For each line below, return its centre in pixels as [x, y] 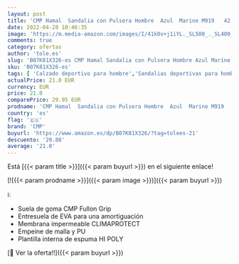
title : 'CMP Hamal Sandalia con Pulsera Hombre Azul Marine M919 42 [119, 21]
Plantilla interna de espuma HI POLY [70, 239]
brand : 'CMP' [27, 126]
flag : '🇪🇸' [25, 120]
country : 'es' [28, 113]
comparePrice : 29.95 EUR [44, 100]
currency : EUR [28, 87]
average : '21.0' [31, 147]
